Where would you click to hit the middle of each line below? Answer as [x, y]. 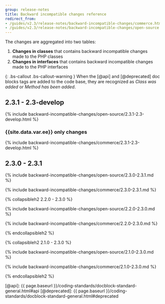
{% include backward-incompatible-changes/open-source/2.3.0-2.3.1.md [79, 175]
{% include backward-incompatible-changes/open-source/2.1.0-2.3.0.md [79, 252]
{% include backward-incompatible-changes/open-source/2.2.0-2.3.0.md [80, 209]
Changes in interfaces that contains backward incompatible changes [82, 62]
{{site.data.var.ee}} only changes [46, 132]
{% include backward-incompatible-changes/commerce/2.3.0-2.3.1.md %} [81, 190]
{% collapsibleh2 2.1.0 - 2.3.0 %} [38, 243]
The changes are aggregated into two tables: [51, 42]
